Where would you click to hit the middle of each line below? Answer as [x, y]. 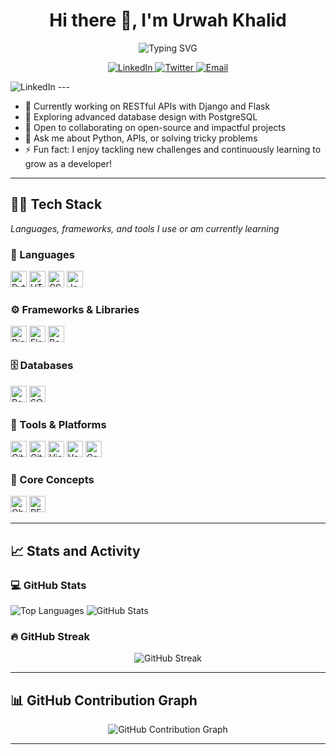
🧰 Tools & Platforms [58, 424]
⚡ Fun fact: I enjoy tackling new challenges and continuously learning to [173, 149]
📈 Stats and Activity [75, 550]
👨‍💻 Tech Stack [56, 204]
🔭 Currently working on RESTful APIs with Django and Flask [147, 106]
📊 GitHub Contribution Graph [104, 700]
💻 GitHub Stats [48, 585]
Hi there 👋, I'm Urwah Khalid [168, 20]
